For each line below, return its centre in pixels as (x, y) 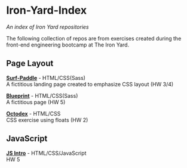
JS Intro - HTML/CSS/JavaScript (46, 153)
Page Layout (30, 63)
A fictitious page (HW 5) (36, 102)
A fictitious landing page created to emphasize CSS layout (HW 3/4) (90, 84)
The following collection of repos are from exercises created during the (94, 38)
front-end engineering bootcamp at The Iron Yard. (68, 45)
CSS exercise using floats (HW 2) (47, 120)
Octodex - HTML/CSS (33, 113)
